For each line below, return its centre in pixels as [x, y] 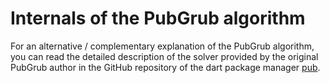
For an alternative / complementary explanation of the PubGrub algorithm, [162, 46]
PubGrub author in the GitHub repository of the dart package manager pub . [165, 67]
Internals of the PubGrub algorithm [158, 18]
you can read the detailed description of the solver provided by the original [164, 56]
